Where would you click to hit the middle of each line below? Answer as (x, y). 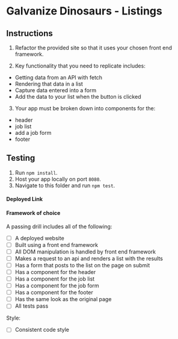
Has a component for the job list (55, 279)
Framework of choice (33, 213)
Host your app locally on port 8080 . (58, 179)
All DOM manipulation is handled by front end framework (85, 252)
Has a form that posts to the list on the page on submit (82, 265)
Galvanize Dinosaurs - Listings (84, 11)
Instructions (29, 33)
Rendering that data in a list (49, 84)
